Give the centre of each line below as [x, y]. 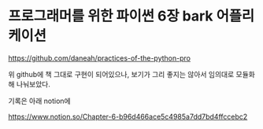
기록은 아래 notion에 [39, 101]
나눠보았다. [33, 84]
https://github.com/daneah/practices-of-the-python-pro [100, 58]
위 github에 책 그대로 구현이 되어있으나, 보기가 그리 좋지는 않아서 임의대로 [121, 74]
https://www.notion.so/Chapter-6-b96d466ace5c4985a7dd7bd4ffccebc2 [128, 116]
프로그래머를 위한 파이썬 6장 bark [111, 16]
